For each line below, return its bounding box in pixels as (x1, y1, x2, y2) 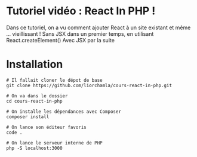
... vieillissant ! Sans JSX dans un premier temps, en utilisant (6, 30, 154, 37)
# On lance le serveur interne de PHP (6, 140, 103, 146)
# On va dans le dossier (6, 93, 68, 99)
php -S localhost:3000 (6, 145, 63, 151)
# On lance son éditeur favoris (6, 124, 87, 130)
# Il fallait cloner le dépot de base (6, 77, 103, 83)
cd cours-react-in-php (6, 98, 63, 104)
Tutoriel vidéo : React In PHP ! (6, 4, 156, 18)
